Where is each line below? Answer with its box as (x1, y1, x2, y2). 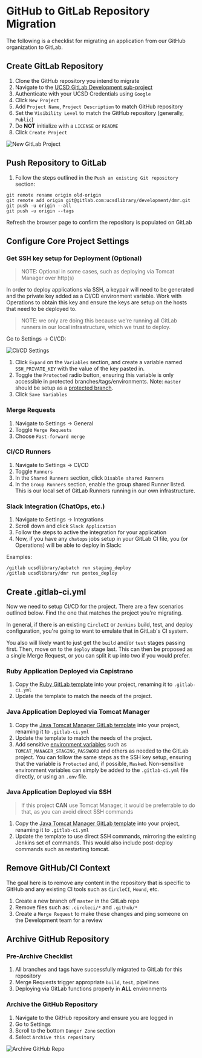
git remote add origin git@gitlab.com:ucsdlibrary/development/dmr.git (6, 197, 191, 203)
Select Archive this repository (15, 1033, 95, 1040)
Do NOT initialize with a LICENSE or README (15, 122, 119, 129)
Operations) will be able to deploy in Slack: (15, 541, 122, 549)
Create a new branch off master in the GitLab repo (15, 897, 140, 904)
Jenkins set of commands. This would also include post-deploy (15, 839, 174, 846)
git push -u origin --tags (6, 207, 74, 214)
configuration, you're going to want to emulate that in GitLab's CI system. (6, 627, 189, 635)
